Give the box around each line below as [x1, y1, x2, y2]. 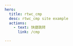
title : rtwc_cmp [9, 12, 42, 16]
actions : [9, 20, 27, 26]
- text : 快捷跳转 [13, 25, 46, 30]
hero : [4, 7, 16, 12]
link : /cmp [17, 30, 40, 34]
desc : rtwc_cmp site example [9, 16, 69, 21]
